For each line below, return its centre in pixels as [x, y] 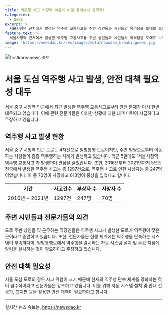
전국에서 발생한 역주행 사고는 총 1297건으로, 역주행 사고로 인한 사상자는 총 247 [82, 169]
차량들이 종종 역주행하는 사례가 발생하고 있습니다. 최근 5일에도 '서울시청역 [86, 156]
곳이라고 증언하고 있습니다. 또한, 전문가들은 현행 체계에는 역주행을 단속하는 [78, 237]
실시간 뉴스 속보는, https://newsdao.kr [43, 307]
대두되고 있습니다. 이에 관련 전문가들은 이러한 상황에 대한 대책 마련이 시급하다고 [82, 113]
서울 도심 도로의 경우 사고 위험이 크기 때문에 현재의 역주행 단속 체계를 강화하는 [81, 279]
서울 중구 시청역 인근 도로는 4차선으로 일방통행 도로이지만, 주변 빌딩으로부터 [79, 150]
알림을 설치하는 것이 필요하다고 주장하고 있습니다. [53, 249]
